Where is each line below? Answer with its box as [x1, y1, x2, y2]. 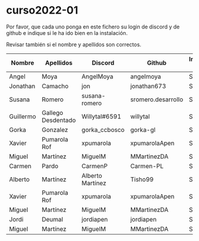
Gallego [41, 108, 63, 117]
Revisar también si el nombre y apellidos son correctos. [6, 41, 142, 48]
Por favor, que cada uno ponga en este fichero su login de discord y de [6, 23, 180, 30]
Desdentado [41, 116, 76, 124]
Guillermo [9, 112, 37, 120]
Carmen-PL [130, 162, 164, 170]
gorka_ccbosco [81, 126, 125, 134]
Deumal [41, 215, 63, 223]
